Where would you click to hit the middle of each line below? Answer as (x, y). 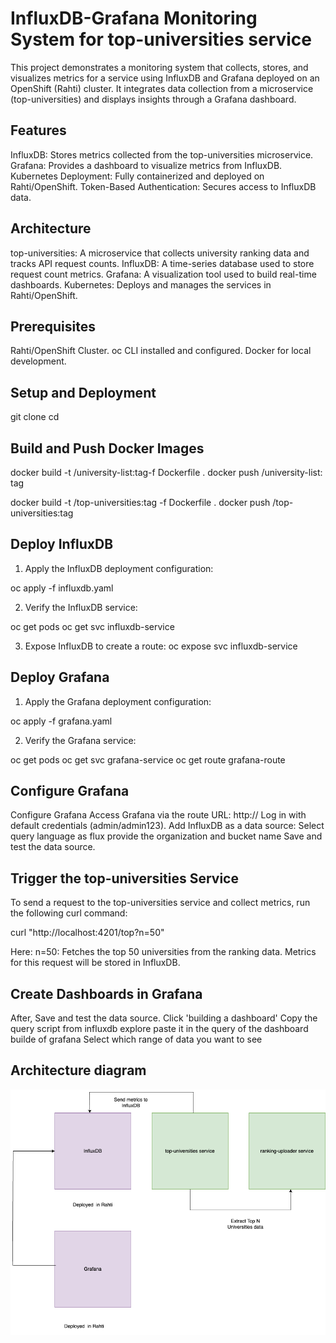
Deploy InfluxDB (62, 544)
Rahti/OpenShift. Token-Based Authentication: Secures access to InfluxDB (163, 186)
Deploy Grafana (60, 677)
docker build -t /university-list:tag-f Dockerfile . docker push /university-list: (166, 472)
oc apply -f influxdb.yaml (62, 588)
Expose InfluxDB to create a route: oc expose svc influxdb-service (161, 646)
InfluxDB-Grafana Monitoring (134, 18)
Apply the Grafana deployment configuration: (118, 701)
